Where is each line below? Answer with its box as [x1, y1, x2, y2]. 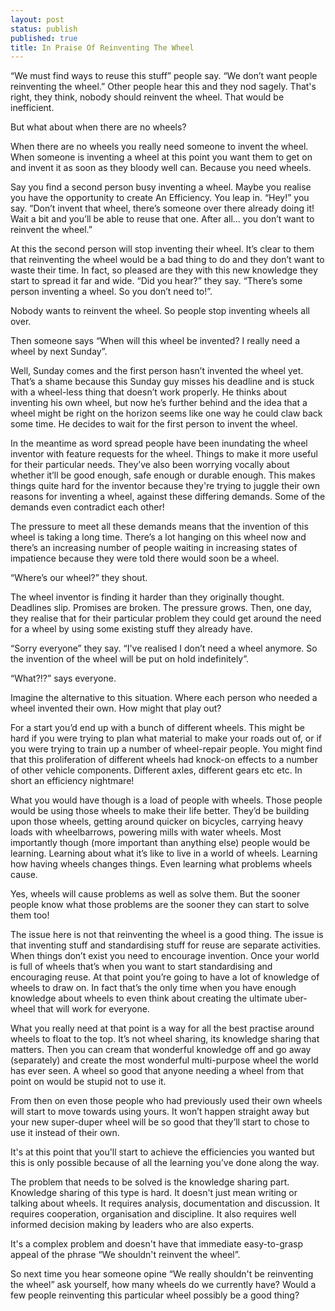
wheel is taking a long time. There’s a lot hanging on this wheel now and [10, 531, 307, 543]
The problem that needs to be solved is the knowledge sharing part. [10, 1176, 290, 1188]
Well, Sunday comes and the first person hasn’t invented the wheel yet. [10, 365, 304, 377]
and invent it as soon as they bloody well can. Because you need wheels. [10, 162, 312, 174]
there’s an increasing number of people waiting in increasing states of [10, 542, 298, 554]
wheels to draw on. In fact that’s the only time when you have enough [10, 982, 297, 994]
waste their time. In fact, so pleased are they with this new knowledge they [10, 264, 318, 276]
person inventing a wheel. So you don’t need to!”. [10, 286, 213, 298]
